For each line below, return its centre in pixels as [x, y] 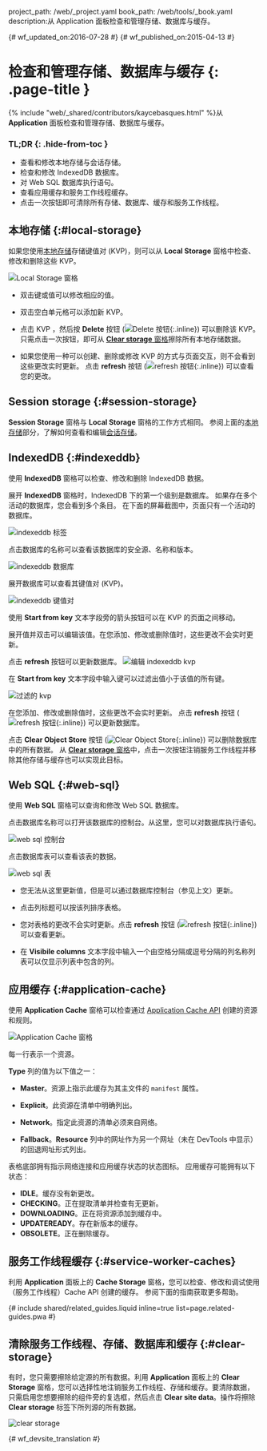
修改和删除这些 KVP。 [44, 261]
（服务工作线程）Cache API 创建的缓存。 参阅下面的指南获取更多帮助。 [126, 1292]
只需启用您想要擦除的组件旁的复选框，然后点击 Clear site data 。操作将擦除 [132, 1397]
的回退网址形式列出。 [55, 1150]
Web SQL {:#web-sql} [64, 786]
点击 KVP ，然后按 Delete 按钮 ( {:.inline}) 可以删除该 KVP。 [139, 329]
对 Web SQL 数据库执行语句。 [69, 183]
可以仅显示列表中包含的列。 [72, 961]
